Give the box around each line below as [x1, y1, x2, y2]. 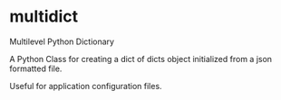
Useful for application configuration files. [9, 80, 162, 91]
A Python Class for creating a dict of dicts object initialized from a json [9, 53, 273, 64]
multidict [9, 6, 79, 27]
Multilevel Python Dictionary [9, 36, 115, 47]
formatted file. [9, 63, 63, 74]
